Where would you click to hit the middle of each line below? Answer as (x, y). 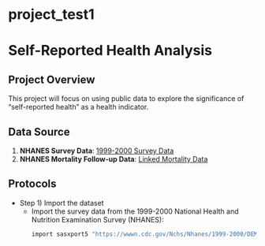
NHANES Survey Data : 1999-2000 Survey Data (97, 151)
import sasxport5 (60, 234)
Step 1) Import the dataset (62, 203)
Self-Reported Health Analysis (110, 51)
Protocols (32, 184)
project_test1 (51, 15)
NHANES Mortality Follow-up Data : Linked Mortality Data (114, 159)
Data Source (39, 132)
